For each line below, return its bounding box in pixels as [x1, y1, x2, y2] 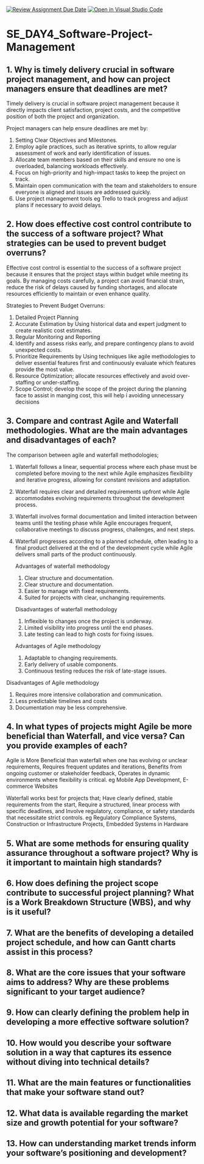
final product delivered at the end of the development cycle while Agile [15, 544, 193, 551]
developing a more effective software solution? [6, 1017, 189, 1027]
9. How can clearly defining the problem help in [6, 1007, 189, 1018]
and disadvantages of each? [6, 435, 117, 446]
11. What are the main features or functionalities [6, 1078, 191, 1088]
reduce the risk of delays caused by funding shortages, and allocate [6, 283, 178, 290]
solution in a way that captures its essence [6, 1047, 172, 1058]
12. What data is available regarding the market [6, 1108, 189, 1118]
